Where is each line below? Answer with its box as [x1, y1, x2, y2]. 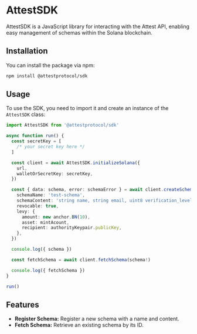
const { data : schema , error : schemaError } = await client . [11, 187, 164, 193]
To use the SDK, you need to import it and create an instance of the [6, 105, 169, 112]
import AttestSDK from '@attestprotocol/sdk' [6, 122, 119, 128]
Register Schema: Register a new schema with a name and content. [14, 315, 180, 322]
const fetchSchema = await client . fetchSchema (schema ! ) [11, 257, 151, 263]
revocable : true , [16, 203, 59, 209]
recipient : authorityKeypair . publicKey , [21, 225, 122, 231]
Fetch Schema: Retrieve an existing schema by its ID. [14, 322, 144, 329]
